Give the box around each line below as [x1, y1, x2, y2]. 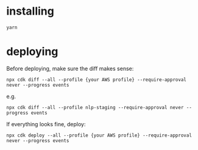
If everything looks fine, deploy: [6, 120, 87, 127]
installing [6, 4, 55, 18]
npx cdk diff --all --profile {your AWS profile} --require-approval [6, 76, 187, 83]
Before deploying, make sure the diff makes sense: [6, 65, 134, 72]
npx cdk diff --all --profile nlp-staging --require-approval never [6, 104, 184, 110]
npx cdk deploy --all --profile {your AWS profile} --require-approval [6, 132, 192, 138]
